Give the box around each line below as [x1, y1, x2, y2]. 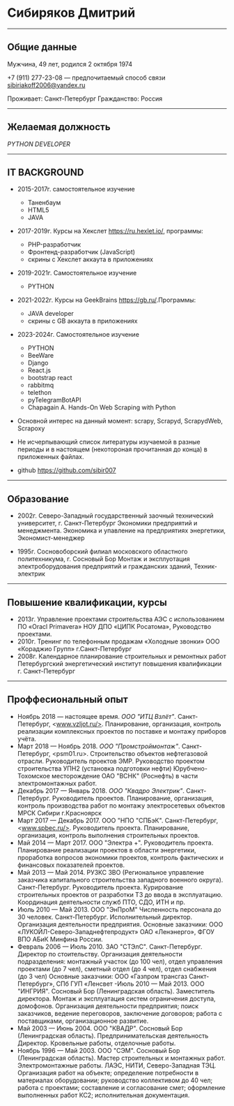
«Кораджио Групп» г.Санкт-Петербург [17, 645, 132, 653]
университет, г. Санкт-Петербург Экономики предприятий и [17, 519, 198, 527]
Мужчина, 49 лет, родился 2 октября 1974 [7, 59, 133, 68]
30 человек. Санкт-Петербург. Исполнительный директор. [17, 912, 193, 921]
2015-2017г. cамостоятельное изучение [17, 185, 135, 194]
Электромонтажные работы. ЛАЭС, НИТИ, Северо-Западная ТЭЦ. [17, 1061, 217, 1070]
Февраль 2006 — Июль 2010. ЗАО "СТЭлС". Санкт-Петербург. [17, 942, 203, 951]
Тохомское [17, 771, 51, 780]
